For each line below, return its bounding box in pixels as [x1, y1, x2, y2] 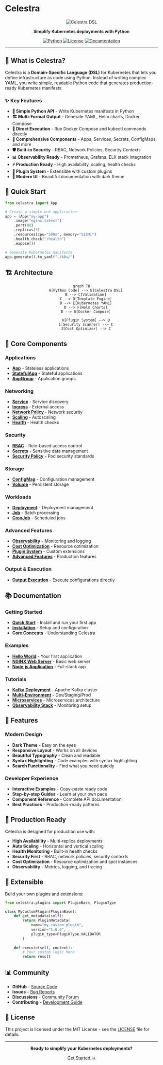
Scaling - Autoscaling [12, 414, 56, 420]
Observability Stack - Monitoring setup [12, 702, 92, 708]
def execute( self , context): [14, 945, 73, 950]
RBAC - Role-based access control [12, 442, 82, 448]
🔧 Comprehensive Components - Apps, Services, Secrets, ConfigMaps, [12, 136, 157, 142]
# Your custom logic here [22, 950, 75, 955]
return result [22, 955, 51, 959]
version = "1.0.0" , [31, 927, 66, 932]
